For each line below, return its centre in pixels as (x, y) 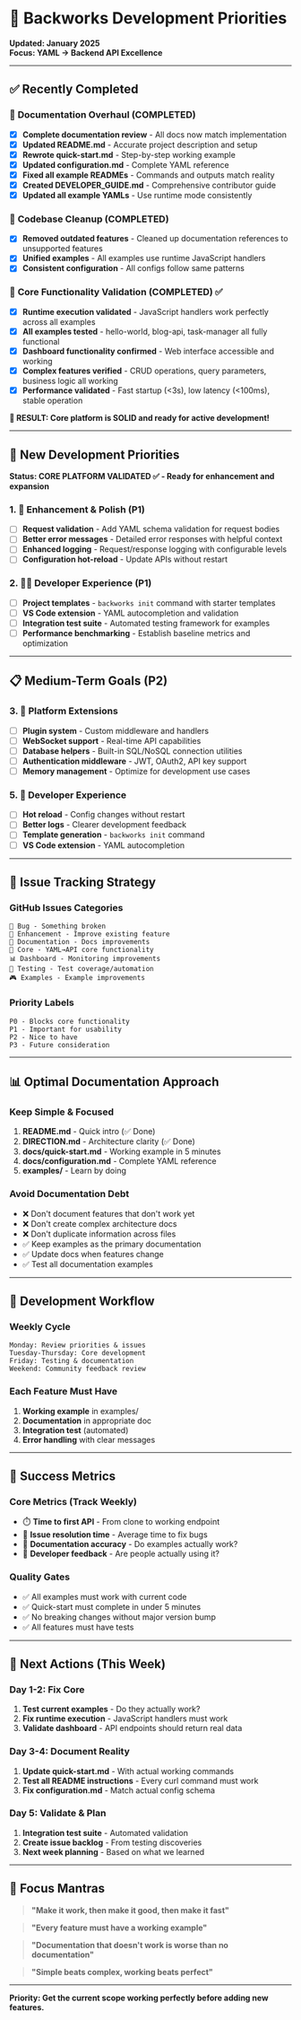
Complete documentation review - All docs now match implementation (155, 135)
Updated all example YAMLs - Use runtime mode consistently (137, 195)
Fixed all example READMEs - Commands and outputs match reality (148, 175)
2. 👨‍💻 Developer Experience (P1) (81, 583)
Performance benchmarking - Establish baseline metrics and (136, 633)
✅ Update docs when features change (93, 1254)
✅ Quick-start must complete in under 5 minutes (112, 1606)
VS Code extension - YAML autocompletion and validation (130, 613)
